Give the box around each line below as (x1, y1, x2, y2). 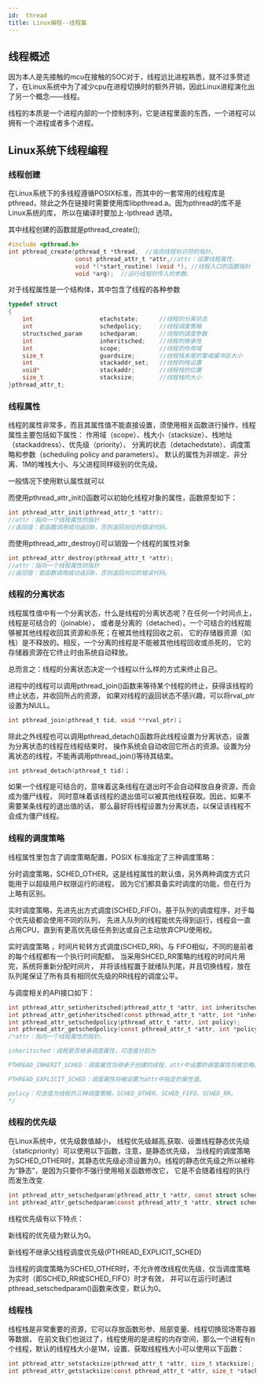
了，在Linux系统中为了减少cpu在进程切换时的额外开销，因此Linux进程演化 (8, 82, 248, 91)
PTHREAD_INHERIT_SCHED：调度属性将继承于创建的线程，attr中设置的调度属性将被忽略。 (8, 1062, 260, 1069)
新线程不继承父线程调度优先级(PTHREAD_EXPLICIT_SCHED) (8, 1247, 202, 1256)
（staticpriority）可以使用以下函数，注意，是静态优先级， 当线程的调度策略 (8, 1146, 251, 1155)
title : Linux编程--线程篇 (8, 19, 87, 27)
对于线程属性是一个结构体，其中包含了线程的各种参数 (8, 284, 181, 295)
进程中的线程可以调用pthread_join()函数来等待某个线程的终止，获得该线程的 (8, 680, 254, 690)
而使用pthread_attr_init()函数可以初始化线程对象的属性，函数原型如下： (8, 493, 238, 503)
